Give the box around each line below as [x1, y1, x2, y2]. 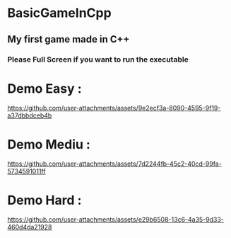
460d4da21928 [7, 223, 52, 232]
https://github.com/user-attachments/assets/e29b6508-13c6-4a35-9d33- [7, 215, 225, 224]
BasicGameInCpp [7, 5, 112, 21]
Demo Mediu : [7, 136, 90, 152]
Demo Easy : [7, 80, 83, 96]
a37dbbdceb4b [7, 111, 52, 120]
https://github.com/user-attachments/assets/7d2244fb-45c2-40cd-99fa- [7, 159, 223, 168]
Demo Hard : [7, 192, 82, 208]
